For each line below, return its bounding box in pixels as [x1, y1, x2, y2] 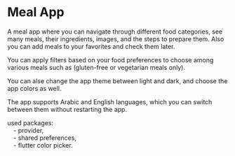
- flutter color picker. [13, 141, 73, 149]
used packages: [7, 118, 54, 127]
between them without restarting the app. [7, 105, 128, 113]
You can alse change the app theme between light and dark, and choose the [7, 76, 228, 85]
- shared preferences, [13, 134, 77, 142]
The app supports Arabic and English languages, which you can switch [7, 97, 213, 106]
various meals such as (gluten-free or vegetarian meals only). [7, 63, 186, 71]
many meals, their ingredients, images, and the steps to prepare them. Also [7, 34, 224, 43]
